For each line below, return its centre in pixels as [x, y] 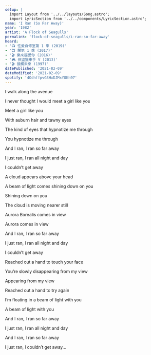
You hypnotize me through [32, 139]
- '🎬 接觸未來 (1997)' [27, 64]
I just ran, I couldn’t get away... [36, 347]
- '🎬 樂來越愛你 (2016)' [29, 55]
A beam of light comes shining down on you [49, 186]
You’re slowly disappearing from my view [46, 271]
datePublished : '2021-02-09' [35, 69]
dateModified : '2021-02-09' [34, 73]
